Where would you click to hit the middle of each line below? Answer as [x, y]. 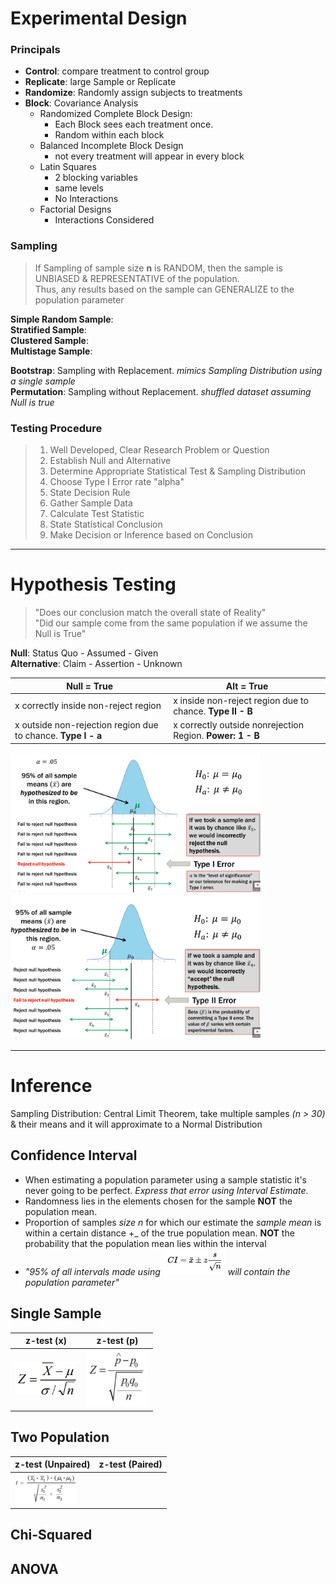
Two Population [60, 1437]
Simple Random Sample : [62, 319]
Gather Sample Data [91, 503]
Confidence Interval [74, 1155]
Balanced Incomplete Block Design [111, 146]
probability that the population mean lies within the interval [145, 1243]
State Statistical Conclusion [106, 524]
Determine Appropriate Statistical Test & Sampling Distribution [178, 471]
